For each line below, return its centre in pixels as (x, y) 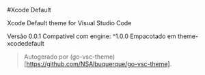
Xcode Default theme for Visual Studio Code (69, 23)
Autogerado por (46, 57)
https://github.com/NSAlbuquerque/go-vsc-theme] (98, 64)
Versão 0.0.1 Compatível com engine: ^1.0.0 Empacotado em (92, 36)
